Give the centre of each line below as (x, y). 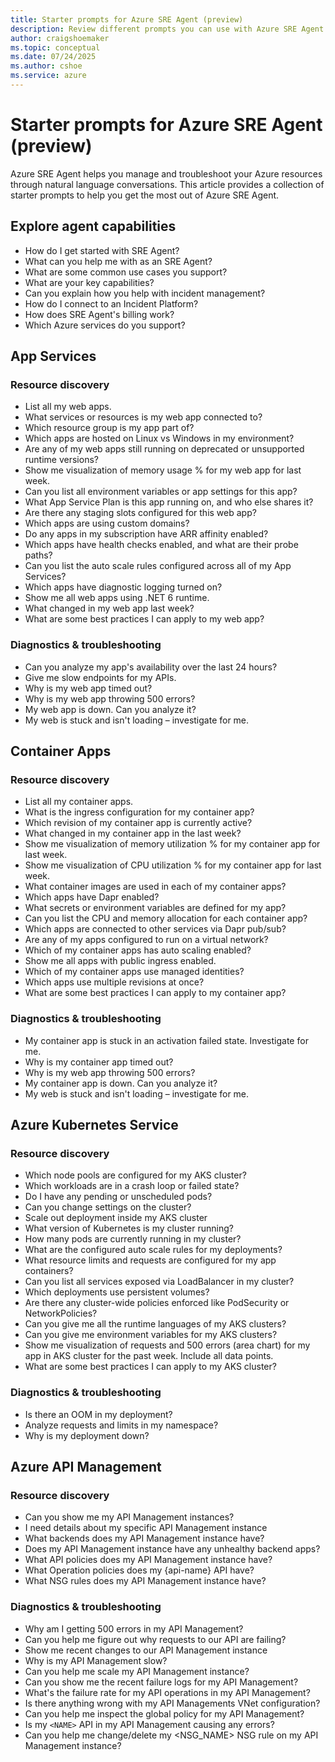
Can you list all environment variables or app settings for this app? (161, 492)
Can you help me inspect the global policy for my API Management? (164, 1713)
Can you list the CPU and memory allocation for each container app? (166, 918)
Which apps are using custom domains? (107, 523)
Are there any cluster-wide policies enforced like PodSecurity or (157, 1303)
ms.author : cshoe (46, 66)
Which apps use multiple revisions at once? (114, 982)
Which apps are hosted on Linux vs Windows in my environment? (159, 438)
